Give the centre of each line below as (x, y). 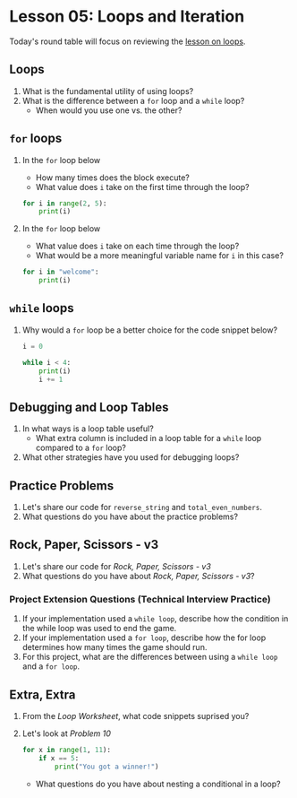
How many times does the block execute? (113, 178)
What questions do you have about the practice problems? (130, 516)
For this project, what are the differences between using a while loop (150, 657)
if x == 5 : (59, 758)
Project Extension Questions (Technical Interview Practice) (140, 599)
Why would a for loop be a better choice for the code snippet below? (150, 330)
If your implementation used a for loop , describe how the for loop (144, 638)
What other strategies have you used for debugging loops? (131, 457)
